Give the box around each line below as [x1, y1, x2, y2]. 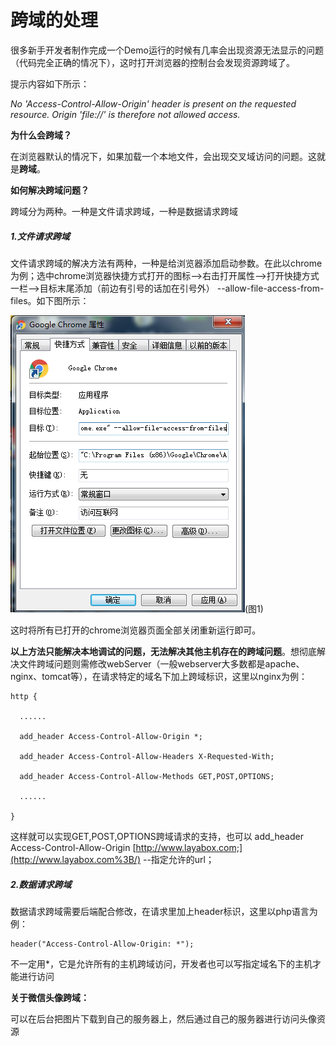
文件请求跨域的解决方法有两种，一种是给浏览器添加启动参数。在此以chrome [10, 257, 323, 269]
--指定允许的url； [142, 853, 215, 865]
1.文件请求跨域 [10, 230, 70, 242]
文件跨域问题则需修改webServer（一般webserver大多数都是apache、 [18, 657, 305, 670]
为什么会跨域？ [10, 129, 72, 141]
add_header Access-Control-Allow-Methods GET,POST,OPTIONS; [19, 771, 275, 781]
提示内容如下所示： [10, 77, 90, 90]
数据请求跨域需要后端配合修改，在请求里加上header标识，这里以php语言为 [10, 905, 318, 917]
